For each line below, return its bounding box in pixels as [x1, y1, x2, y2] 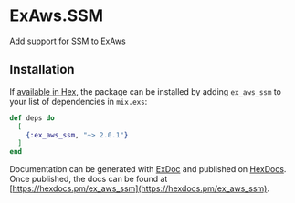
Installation [9, 62, 75, 77]
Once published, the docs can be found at [9, 174, 168, 185]
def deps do [9, 113, 55, 123]
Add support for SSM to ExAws [9, 36, 126, 46]
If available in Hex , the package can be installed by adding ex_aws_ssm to [9, 86, 281, 96]
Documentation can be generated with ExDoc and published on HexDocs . [9, 164, 287, 175]
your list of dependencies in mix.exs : [9, 96, 148, 107]
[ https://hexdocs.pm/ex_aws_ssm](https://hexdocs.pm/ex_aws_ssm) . [9, 183, 269, 194]
